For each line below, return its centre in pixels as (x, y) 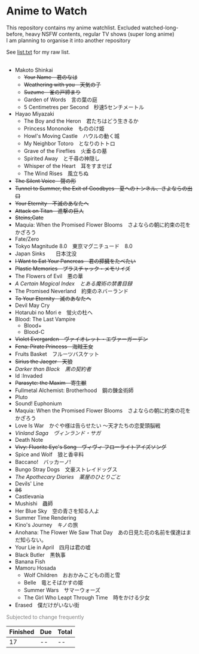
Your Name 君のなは (50, 77)
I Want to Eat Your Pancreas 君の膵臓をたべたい (75, 261)
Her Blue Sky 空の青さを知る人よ (57, 511)
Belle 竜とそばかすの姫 (53, 582)
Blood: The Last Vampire (45, 319)
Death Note (29, 439)
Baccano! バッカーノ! (43, 462)
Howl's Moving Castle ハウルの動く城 (71, 135)
